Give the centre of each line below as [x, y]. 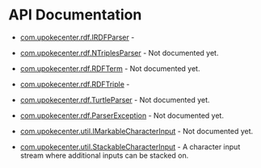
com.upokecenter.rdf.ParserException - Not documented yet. [122, 115]
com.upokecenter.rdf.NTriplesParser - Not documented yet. [119, 52]
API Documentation [75, 15]
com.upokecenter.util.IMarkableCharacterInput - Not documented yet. [137, 131]
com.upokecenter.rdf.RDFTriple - [75, 84]
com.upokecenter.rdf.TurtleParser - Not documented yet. [115, 99]
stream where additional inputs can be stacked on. [104, 155]
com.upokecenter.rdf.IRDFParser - [77, 37]
